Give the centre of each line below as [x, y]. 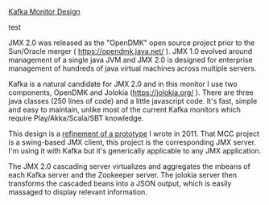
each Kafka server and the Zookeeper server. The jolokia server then [123, 175]
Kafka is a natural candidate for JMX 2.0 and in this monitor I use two [123, 84]
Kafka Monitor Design [44, 12]
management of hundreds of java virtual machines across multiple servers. [132, 68]
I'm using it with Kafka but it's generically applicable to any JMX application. [135, 151]
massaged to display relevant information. [78, 192]
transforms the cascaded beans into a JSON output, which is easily [120, 183]
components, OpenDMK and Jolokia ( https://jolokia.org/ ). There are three [131, 92]
